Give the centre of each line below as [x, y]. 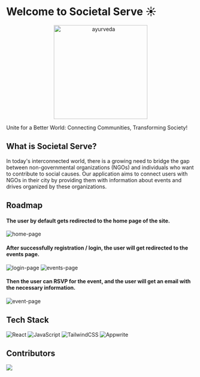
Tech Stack [28, 320]
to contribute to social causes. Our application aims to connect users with [97, 174]
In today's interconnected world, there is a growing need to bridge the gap [98, 161]
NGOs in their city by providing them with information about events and [94, 180]
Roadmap [25, 205]
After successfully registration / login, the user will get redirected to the [97, 248]
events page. [23, 254]
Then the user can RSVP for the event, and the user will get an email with [99, 281]
